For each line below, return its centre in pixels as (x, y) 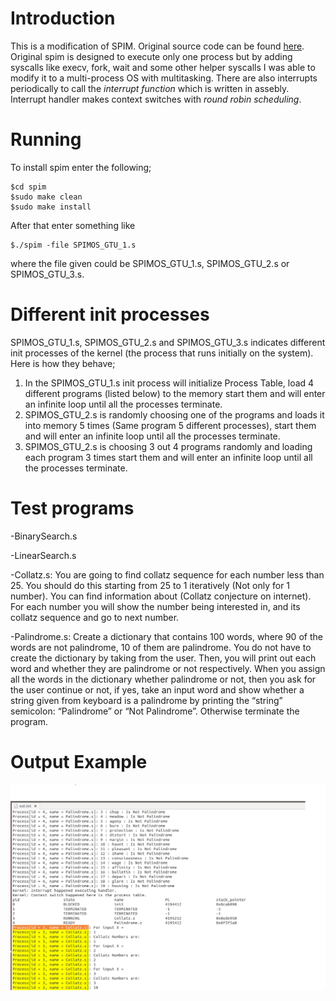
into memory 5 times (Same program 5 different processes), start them (170, 425)
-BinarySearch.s (44, 536)
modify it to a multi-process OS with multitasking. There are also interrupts (164, 78)
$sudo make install (51, 207)
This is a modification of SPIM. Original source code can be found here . (157, 46)
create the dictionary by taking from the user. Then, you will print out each (163, 658)
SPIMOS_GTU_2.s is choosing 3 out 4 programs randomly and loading (168, 446)
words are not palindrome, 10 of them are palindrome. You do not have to (161, 647)
